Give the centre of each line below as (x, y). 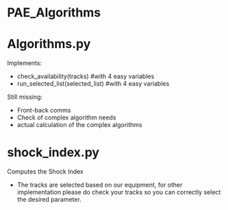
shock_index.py (53, 153)
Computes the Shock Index (45, 172)
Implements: (25, 63)
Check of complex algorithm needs (66, 117)
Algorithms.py (49, 44)
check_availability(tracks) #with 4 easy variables (86, 76)
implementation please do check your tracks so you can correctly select (119, 192)
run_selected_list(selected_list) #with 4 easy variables (93, 84)
